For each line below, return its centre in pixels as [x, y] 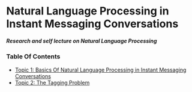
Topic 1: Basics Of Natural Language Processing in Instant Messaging [100, 70]
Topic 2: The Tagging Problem [52, 82]
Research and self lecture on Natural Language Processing [82, 41]
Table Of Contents [33, 57]
